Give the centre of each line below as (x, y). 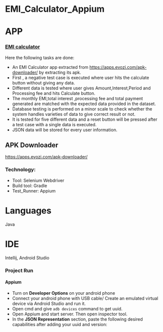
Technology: (20, 169)
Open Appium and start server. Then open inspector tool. (70, 314)
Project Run (19, 270)
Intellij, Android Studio (27, 258)
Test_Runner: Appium (34, 191)
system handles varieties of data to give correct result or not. (74, 114)
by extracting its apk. (60, 72)
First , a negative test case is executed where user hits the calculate (81, 78)
